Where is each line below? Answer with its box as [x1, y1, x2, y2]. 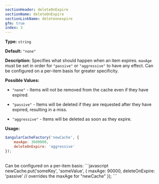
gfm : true [5, 20, 25, 26]
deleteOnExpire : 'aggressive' [14, 144, 75, 149]
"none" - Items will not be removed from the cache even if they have [12, 87, 149, 93]
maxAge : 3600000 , [14, 140, 49, 144]
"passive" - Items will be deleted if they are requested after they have [12, 102, 152, 107]
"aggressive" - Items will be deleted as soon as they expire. [12, 116, 132, 122]
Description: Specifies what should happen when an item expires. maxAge [5, 58, 152, 63]
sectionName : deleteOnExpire [5, 12, 64, 17]
